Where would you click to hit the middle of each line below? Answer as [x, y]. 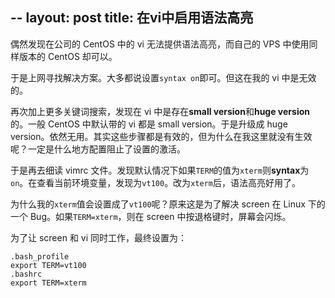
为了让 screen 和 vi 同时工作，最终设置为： [99, 237]
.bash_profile [40, 256]
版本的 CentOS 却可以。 [68, 56]
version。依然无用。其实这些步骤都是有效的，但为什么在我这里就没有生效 [161, 136]
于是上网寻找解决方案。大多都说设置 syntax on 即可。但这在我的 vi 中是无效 [163, 77]
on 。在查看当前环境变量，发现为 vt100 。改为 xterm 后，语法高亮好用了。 [155, 182]
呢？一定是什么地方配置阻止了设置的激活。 [98, 149]
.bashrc [26, 274]
